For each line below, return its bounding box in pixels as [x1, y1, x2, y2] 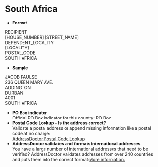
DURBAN [5, 90, 23, 95]
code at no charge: [12, 130, 50, 136]
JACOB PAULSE [5, 74, 37, 80]
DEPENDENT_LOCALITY [5, 39, 54, 45]
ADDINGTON [5, 84, 31, 90]
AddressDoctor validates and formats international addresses [12, 141, 141, 146]
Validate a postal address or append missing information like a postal [12, 125, 151, 131]
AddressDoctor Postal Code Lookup [12, 136, 85, 142]
